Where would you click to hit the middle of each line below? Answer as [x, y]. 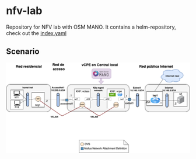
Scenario [23, 52]
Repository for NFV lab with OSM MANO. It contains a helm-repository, [91, 27]
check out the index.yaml [36, 33]
